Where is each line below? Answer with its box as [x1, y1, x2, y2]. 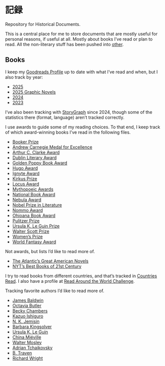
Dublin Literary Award [12, 155, 57, 160]
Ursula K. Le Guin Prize [12, 223, 60, 229]
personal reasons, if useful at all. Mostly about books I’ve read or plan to [5, 36, 153, 42]
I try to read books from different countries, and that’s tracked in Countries [5, 273, 157, 279]
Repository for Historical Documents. [5, 21, 81, 27]
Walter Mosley [12, 339, 42, 345]
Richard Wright [12, 355, 43, 361]
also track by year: [5, 74, 43, 80]
